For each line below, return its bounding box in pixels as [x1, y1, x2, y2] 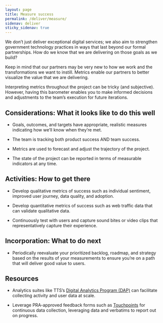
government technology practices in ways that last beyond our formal [5, 44, 146, 50]
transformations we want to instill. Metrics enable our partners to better [5, 69, 150, 75]
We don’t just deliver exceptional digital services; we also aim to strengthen [5, 39, 158, 45]
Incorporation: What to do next [5, 237, 102, 245]
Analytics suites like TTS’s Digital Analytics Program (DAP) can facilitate [12, 288, 158, 294]
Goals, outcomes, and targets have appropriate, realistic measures [12, 121, 147, 128]
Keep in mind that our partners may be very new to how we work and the [5, 64, 153, 70]
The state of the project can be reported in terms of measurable [12, 155, 141, 161]
